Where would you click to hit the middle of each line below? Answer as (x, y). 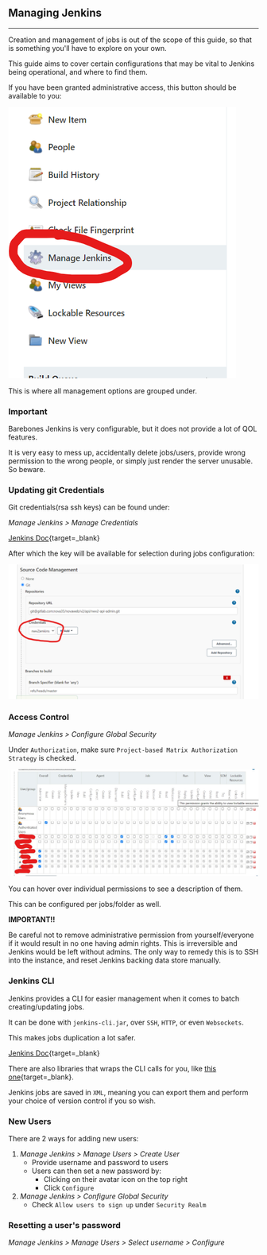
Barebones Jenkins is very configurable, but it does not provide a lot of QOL (133, 429)
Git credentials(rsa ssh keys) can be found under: (89, 507)
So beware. (27, 470)
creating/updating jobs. (46, 1007)
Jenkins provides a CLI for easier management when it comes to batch (124, 998)
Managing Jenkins (55, 13)
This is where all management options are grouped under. (103, 391)
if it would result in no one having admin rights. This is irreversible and (123, 943)
